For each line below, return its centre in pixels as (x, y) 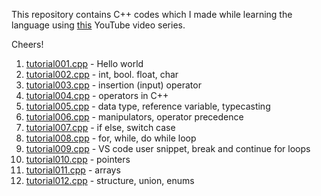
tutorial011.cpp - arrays (73, 170)
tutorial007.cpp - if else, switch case (100, 127)
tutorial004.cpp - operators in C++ (97, 95)
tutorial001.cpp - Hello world (84, 63)
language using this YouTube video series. (98, 25)
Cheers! (27, 44)
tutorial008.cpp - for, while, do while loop (111, 138)
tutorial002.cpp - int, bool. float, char (102, 74)
